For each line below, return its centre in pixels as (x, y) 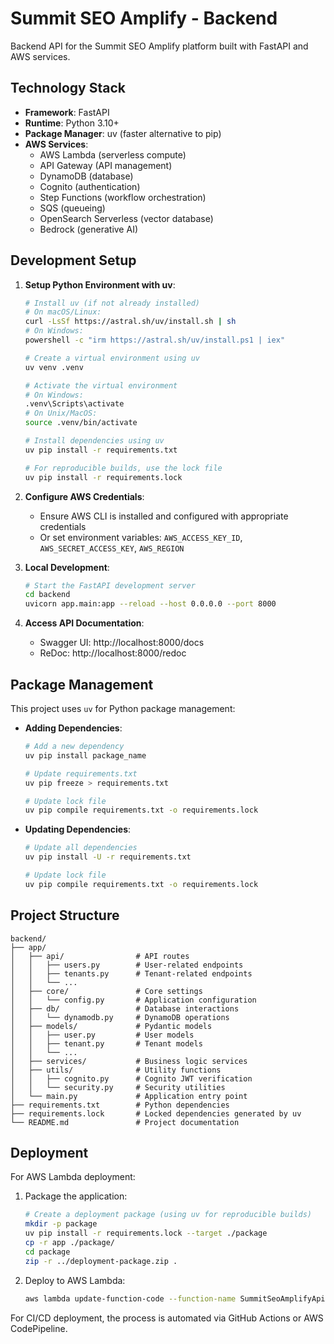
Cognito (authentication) (90, 186)
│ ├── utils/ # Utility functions (116, 1070)
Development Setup (73, 260)
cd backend (47, 595)
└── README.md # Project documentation (125, 1122)
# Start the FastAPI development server (110, 585)
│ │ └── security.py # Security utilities (118, 1087)
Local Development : (67, 567)
